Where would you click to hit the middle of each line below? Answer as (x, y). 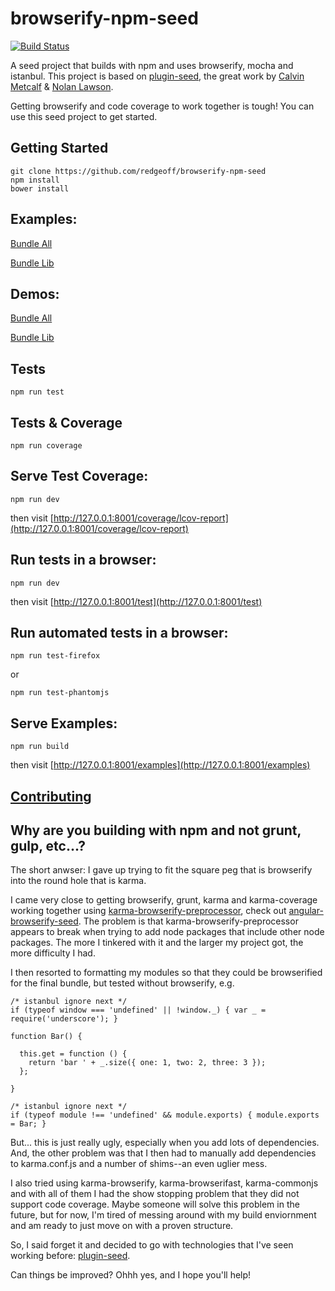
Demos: (35, 293)
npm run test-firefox (55, 656)
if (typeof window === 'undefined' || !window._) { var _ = (138, 1010)
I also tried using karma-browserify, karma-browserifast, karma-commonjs (164, 1183)
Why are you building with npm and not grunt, (156, 830)
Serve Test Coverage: (79, 476)
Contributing (51, 796)
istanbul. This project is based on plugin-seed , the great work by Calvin (157, 76)
